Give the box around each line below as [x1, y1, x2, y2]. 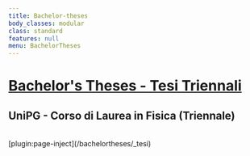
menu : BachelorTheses [8, 42, 81, 50]
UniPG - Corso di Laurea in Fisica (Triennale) [8, 108, 235, 122]
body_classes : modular [8, 19, 85, 27]
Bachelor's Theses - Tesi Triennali [8, 77, 242, 95]
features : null [8, 34, 60, 43]
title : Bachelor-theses [8, 11, 89, 20]
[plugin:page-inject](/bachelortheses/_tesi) [8, 139, 152, 149]
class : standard [8, 27, 63, 35]
